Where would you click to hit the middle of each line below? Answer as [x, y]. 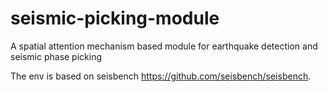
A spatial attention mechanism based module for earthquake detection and [164, 46]
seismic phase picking [56, 56]
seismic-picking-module [115, 18]
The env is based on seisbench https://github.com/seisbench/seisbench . [161, 76]
